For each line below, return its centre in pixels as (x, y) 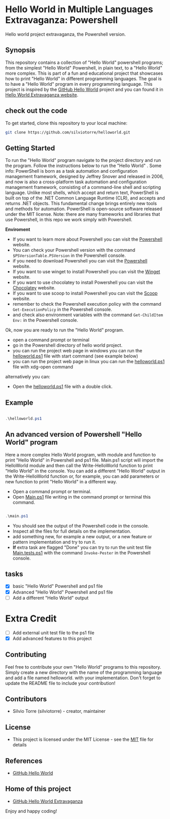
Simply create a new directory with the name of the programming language (84, 672)
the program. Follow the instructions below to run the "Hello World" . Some (83, 166)
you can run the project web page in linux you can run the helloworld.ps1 (89, 362)
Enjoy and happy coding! (31, 811)
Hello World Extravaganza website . (42, 94)
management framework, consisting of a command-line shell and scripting (83, 187)
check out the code (36, 111)
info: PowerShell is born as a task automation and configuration (72, 171)
